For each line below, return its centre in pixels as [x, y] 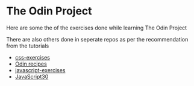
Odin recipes [31, 64]
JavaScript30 [32, 76]
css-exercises [32, 57]
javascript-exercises [40, 70]
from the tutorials [28, 46]
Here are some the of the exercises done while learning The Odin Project [97, 28]
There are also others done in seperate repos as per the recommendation [97, 39]
